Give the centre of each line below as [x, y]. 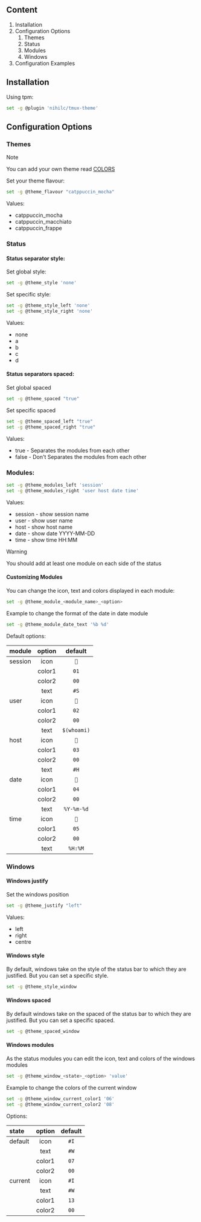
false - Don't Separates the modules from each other [81, 456]
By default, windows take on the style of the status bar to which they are [96, 969]
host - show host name [44, 527]
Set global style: [26, 272]
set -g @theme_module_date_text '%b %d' [58, 624]
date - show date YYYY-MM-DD [55, 533]
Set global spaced [29, 388]
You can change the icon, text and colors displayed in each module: [91, 590]
